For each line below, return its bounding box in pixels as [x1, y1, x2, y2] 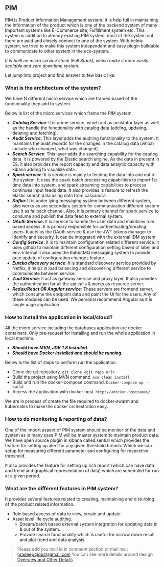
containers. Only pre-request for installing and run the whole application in [5, 330, 156, 336]
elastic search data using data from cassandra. [12, 193, 107, 199]
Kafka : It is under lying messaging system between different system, [12, 198, 152, 204]
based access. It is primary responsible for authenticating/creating [12, 224, 147, 229]
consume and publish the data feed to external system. [12, 213, 124, 219]
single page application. [12, 302, 61, 308]
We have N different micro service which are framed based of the [5, 95, 137, 102]
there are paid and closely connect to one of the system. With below [5, 38, 143, 44]
